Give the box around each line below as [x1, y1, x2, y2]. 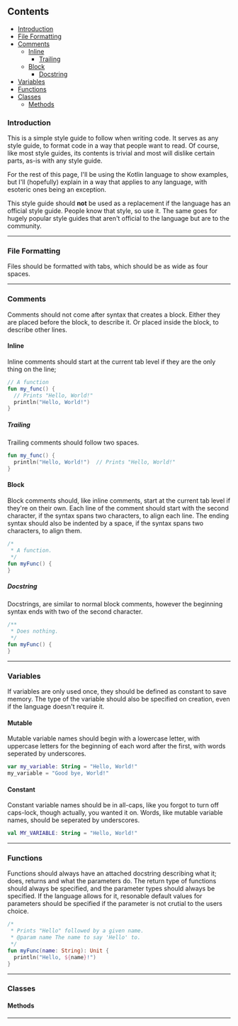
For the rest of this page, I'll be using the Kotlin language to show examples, [7, 170, 229, 179]
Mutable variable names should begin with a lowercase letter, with [7, 734, 200, 743]
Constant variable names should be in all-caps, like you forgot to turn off [7, 801, 220, 809]
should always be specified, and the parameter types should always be [7, 884, 215, 893]
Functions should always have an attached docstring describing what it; [7, 869, 217, 878]
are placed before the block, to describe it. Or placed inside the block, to [7, 317, 220, 326]
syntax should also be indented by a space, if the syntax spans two [7, 519, 204, 528]
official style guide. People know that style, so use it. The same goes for [7, 207, 218, 215]
